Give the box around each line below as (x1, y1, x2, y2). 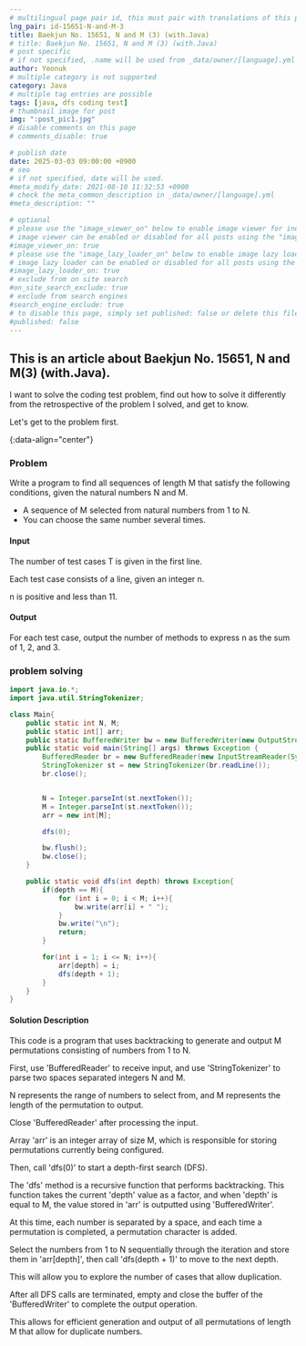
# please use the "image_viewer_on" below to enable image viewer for (9, 224, 283, 233)
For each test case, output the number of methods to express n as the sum (9, 632, 291, 643)
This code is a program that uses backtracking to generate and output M (9, 1035, 282, 1045)
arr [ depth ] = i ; (57, 961, 120, 970)
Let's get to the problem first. (9, 416, 119, 428)
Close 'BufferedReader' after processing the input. (9, 1117, 199, 1127)
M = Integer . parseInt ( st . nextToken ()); (42, 802, 194, 811)
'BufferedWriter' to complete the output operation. (9, 1299, 198, 1310)
